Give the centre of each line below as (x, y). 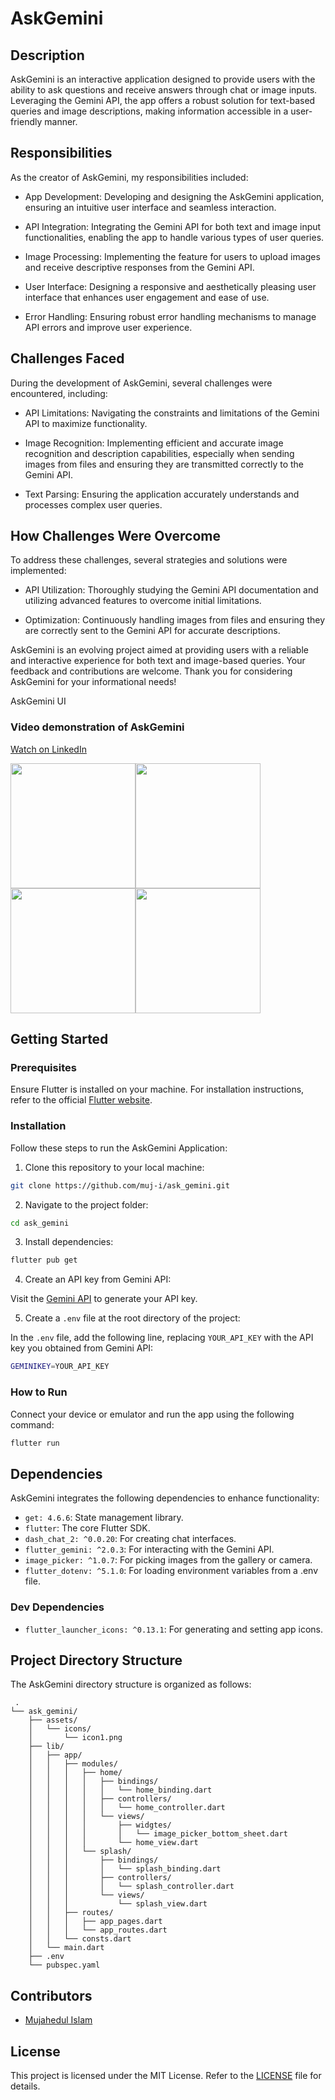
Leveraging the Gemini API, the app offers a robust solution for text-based (163, 100)
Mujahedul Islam (58, 2020)
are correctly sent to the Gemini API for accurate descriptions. (152, 631)
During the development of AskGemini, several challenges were (141, 383)
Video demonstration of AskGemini (97, 727)
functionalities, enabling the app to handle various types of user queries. (174, 237)
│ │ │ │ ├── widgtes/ (100, 1825)
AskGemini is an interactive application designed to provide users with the (163, 79)
